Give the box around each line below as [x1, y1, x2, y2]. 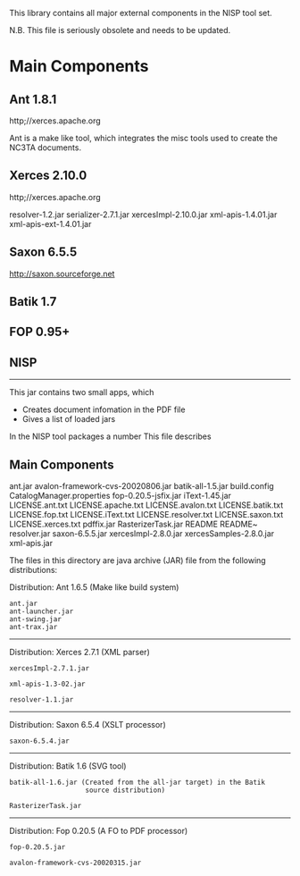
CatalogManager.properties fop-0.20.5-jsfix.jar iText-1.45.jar [9, 491, 232, 501]
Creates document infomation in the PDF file [21, 404, 186, 415]
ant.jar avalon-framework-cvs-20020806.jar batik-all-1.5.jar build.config [9, 481, 274, 492]
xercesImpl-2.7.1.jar [9, 664, 90, 673]
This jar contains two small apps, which [9, 387, 154, 398]
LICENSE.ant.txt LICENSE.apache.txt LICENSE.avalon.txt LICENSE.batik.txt [9, 500, 284, 510]
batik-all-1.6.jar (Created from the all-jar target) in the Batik [9, 778, 266, 788]
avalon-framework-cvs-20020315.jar [9, 858, 142, 868]
